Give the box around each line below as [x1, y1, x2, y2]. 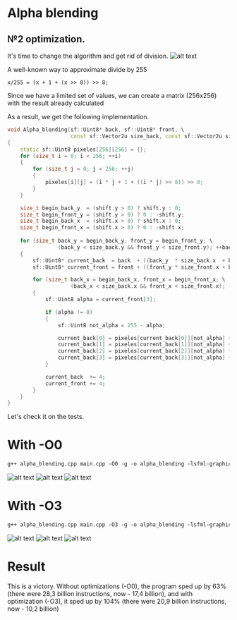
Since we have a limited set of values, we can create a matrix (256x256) [7, 92, 217, 99]
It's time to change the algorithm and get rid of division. [7, 51, 169, 60]
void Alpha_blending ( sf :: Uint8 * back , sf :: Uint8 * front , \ [7, 126, 185, 133]
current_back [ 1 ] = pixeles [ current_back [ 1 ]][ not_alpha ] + [57, 341, 232, 348]
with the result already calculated [7, 99, 104, 107]
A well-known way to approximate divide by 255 [7, 66, 147, 73]
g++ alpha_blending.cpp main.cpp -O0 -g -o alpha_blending [7, 461, 185, 468]
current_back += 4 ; [44, 373, 106, 380]
